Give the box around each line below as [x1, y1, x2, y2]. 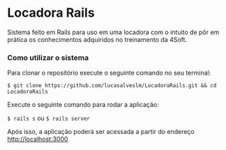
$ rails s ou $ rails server [7, 114, 91, 123]
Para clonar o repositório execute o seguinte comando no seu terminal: [7, 68, 211, 77]
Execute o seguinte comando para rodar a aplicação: [7, 100, 159, 109]
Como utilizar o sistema [7, 52, 89, 62]
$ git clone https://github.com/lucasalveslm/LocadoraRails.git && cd [7, 82, 217, 89]
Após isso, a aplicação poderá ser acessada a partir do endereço [7, 128, 195, 136]
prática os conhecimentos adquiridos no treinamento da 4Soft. [7, 35, 187, 43]
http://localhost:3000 [7, 135, 68, 144]
